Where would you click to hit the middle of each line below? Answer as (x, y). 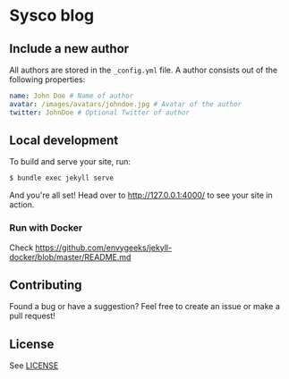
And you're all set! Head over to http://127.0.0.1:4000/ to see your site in (141, 195)
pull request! (32, 316)
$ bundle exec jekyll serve (62, 178)
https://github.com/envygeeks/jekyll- (104, 248)
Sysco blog (52, 16)
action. (22, 205)
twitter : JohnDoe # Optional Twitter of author (100, 113)
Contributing (46, 285)
